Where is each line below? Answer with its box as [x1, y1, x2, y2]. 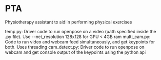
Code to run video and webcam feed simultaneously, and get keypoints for [5, 39, 155, 44]
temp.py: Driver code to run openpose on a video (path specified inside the [5, 28, 157, 34]
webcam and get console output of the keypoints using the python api [5, 49, 146, 55]
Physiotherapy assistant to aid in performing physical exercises [5, 19, 132, 25]
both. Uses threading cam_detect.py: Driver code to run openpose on [5, 44, 145, 50]
